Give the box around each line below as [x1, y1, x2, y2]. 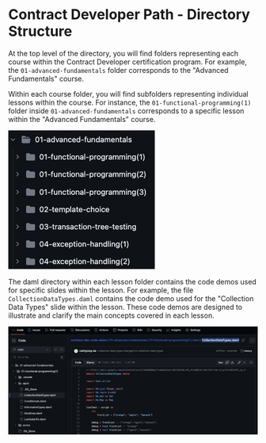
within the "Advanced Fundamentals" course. [8, 114, 156, 124]
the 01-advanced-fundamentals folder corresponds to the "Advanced [8, 65, 229, 74]
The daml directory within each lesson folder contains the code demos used [8, 277, 257, 286]
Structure [8, 22, 73, 40]
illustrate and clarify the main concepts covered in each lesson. [8, 311, 215, 320]
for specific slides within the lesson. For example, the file [8, 285, 194, 295]
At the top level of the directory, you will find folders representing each [8, 48, 239, 58]
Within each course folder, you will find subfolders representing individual [8, 89, 249, 98]
